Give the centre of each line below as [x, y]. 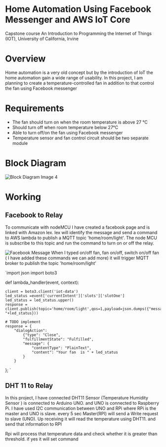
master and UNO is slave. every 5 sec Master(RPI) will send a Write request [82, 413]
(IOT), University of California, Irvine [42, 39]
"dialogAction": [31, 330]
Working [23, 197]
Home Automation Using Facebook [78, 9]
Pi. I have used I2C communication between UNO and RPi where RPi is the [81, 408]
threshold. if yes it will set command [42, 439]
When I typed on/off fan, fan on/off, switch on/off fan [105, 253]
